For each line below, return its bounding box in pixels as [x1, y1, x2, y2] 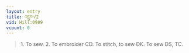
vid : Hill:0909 [6, 19, 43, 25]
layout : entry [6, 8, 41, 15]
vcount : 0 [6, 24, 30, 31]
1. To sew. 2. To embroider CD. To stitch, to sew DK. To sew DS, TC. [20, 41, 183, 48]
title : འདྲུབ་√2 [6, 14, 39, 20]
